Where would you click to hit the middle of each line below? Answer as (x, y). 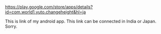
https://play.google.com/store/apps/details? (49, 7)
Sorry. (11, 26)
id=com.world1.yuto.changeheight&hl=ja (45, 12)
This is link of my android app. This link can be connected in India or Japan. (81, 21)
